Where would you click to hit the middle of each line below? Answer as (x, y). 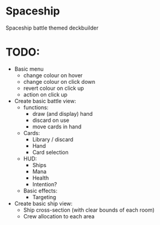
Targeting (44, 197)
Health (41, 178)
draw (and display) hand (63, 113)
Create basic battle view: (45, 101)
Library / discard (53, 139)
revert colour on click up (54, 88)
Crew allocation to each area (59, 216)
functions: (36, 107)
